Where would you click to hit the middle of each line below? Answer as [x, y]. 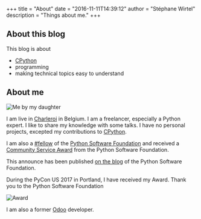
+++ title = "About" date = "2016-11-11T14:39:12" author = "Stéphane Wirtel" [101, 9]
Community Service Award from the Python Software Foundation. [88, 149]
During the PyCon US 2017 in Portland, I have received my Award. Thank [96, 179]
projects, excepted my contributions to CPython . [66, 131]
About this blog [36, 34]
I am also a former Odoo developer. [50, 209]
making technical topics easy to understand [69, 73]
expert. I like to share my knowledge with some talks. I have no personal [96, 125]
